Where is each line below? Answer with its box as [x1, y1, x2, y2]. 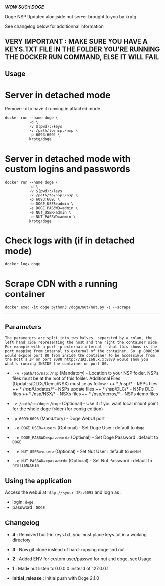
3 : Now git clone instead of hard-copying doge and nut [12, 546, 125, 552]
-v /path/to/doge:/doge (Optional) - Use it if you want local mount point [12, 401, 158, 407]
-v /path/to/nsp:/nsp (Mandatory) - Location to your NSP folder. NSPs [14, 370, 159, 376]
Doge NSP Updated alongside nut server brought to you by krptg [5, 14, 137, 19]
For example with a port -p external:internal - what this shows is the [5, 344, 157, 349]
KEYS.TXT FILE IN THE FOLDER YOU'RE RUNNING [5, 45, 160, 54]
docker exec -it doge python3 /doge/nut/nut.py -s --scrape [5, 305, 131, 310]
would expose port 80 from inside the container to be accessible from [5, 353, 155, 358]
